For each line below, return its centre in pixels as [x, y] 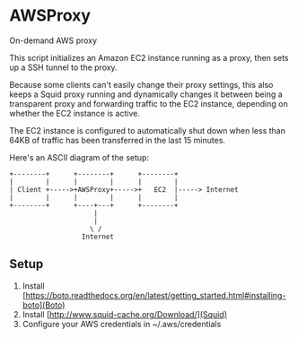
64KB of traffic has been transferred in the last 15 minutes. [118, 140]
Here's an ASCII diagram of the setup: [79, 157]
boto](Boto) [44, 305]
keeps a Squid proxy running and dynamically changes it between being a [146, 94]
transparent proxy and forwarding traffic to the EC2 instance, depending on [149, 103]
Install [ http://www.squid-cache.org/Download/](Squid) [124, 314]
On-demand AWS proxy [53, 40]
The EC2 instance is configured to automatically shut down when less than [147, 130]
